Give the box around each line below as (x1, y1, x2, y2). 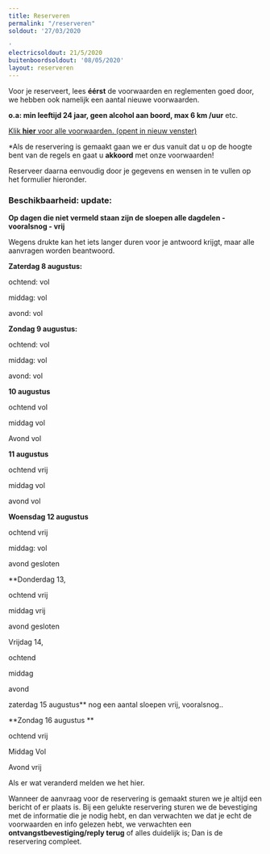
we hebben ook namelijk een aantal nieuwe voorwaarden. (8, 95, 200, 104)
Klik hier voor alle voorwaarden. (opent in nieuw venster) (8, 126, 197, 136)
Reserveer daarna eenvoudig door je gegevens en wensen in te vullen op (8, 166, 251, 175)
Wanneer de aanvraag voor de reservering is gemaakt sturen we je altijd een (8, 793, 262, 804)
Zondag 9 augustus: (8, 324, 78, 334)
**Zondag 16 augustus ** (8, 716, 94, 726)
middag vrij (8, 606, 46, 616)
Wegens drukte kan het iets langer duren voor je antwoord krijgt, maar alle (8, 238, 255, 247)
